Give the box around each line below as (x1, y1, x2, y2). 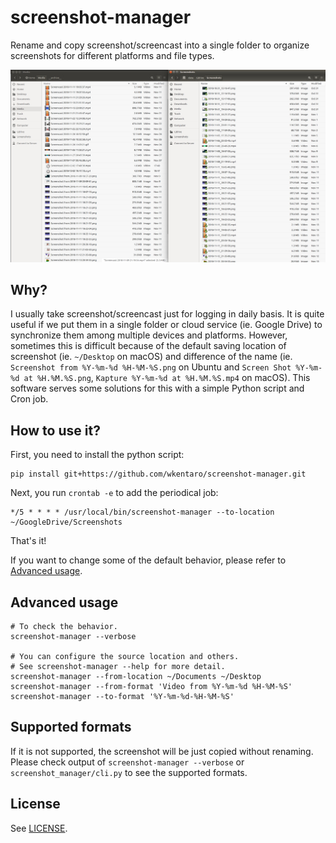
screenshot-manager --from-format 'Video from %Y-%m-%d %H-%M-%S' (10, 681, 293, 691)
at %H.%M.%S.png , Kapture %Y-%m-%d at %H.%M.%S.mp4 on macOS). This (23, 372, 311, 384)
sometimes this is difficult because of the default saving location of (10, 340, 287, 352)
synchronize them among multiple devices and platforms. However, (10, 329, 288, 341)
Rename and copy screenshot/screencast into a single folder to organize (10, 39, 310, 51)
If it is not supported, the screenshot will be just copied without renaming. (10, 745, 314, 757)
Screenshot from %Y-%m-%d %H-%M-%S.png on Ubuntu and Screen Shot (10, 361, 292, 373)
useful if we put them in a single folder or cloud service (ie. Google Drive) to (10, 319, 323, 331)
